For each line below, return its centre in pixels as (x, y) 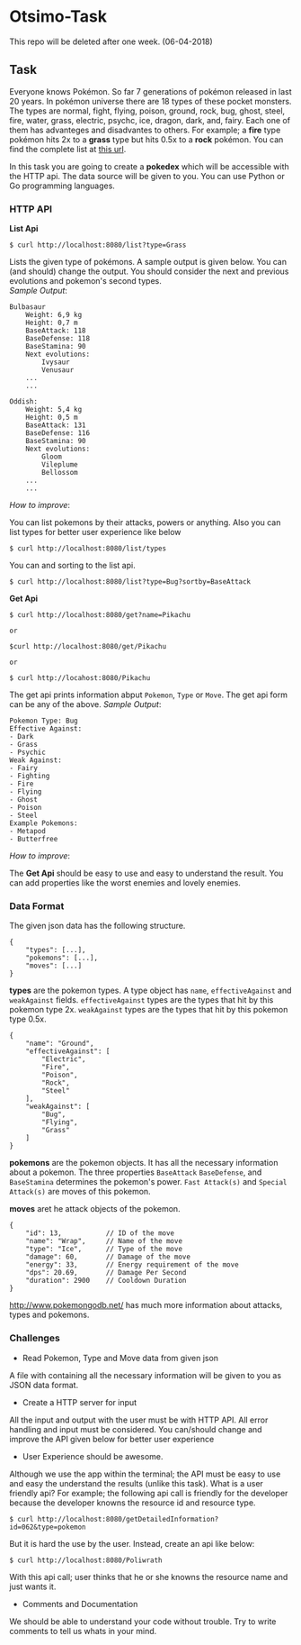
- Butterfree (34, 840)
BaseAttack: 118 (56, 331)
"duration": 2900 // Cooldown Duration (106, 1281)
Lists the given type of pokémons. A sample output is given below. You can (148, 262)
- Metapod (28, 832)
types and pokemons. (49, 1315)
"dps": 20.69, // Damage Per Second (106, 1273)
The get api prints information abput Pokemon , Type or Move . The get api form (148, 695)
